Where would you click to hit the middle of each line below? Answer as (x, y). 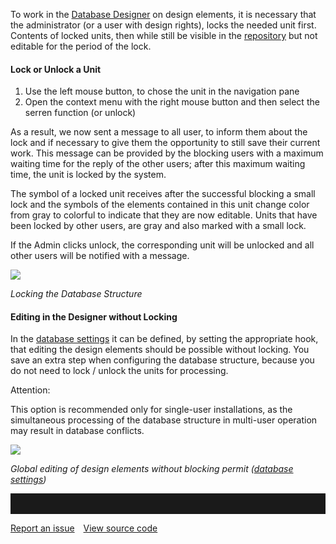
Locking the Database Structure (76, 294)
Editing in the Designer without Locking (94, 316)
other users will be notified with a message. (100, 256)
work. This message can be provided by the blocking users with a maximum (167, 153)
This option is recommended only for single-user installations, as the (151, 410)
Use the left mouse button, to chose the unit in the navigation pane (162, 91)
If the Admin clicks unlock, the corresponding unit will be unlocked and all (162, 245)
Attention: (30, 390)
